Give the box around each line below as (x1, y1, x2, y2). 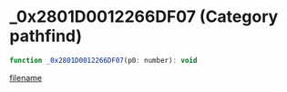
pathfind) (9, 26, 83, 46)
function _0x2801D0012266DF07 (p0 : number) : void (9, 56, 198, 65)
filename (9, 72, 43, 83)
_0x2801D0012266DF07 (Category (9, 6, 279, 27)
